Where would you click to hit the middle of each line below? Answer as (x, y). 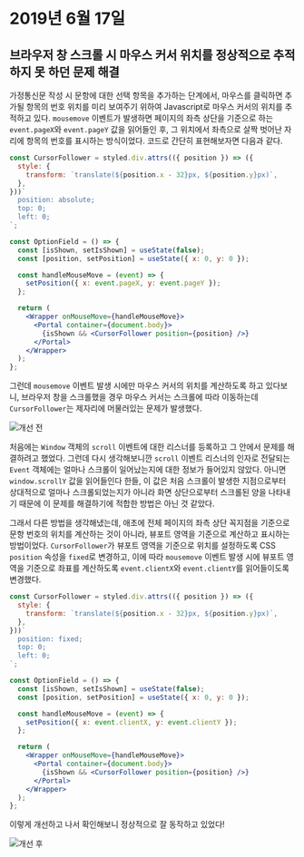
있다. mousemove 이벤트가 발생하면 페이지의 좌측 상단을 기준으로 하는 (153, 118)
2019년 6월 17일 (67, 19)
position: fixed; (50, 639)
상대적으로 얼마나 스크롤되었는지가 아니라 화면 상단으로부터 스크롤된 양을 (138, 492)
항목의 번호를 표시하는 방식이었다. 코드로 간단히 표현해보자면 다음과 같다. (154, 141)
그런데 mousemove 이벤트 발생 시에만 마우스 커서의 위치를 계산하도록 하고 (137, 385)
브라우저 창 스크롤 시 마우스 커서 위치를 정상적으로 (140, 55)
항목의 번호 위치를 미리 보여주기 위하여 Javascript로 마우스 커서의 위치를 (154, 107)
